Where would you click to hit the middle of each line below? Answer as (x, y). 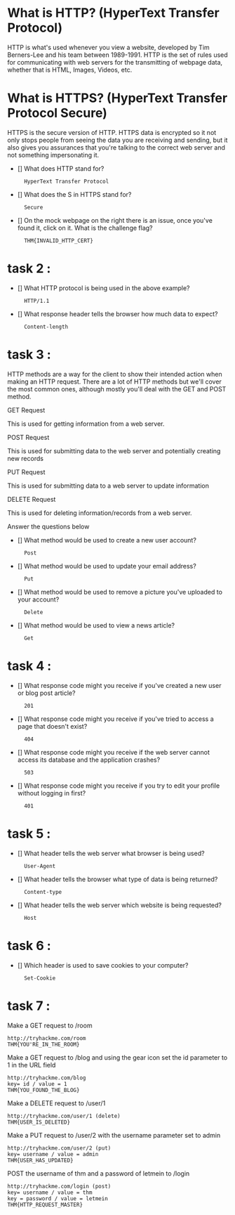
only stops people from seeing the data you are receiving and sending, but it (117, 140)
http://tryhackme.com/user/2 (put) (59, 1148)
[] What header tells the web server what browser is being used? (111, 853)
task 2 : (29, 269)
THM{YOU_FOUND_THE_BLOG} (43, 1090)
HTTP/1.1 (37, 301)
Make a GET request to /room (50, 1025)
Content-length (46, 327)
